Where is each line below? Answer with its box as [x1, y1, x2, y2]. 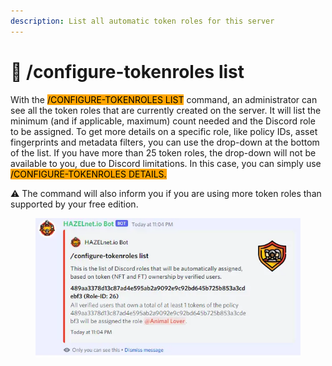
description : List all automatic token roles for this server [10, 16, 275, 26]
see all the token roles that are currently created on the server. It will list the [10, 104, 322, 116]
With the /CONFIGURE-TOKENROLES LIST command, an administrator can [10, 93, 318, 105]
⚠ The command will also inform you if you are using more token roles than [10, 187, 322, 199]
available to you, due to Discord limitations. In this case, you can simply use [10, 157, 322, 169]
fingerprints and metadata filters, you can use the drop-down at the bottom [10, 136, 320, 148]
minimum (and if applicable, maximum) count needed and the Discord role [10, 115, 316, 127]
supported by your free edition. [10, 198, 139, 210]
